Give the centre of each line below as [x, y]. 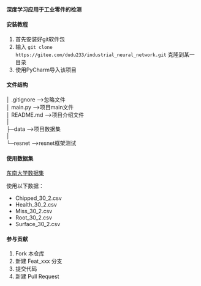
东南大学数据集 [25, 173]
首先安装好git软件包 [40, 39]
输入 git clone [34, 46]
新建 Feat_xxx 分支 [39, 261]
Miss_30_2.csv [34, 211]
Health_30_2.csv [36, 205]
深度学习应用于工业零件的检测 [44, 9]
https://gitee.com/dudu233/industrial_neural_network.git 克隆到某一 [105, 54]
